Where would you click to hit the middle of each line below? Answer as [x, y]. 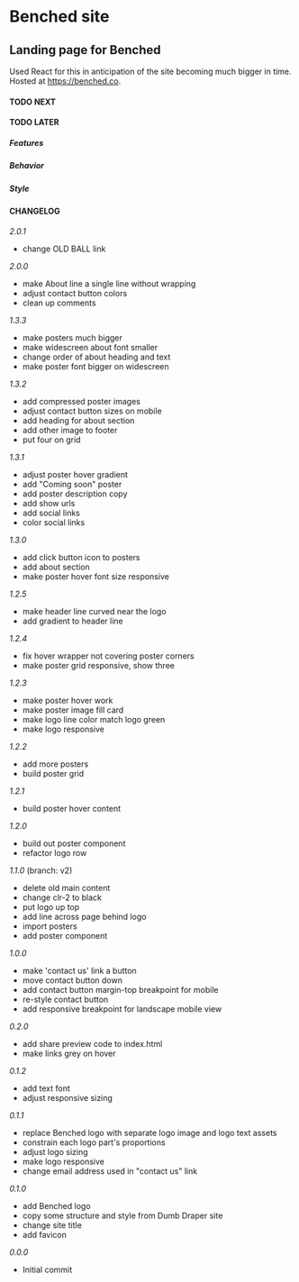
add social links [51, 513]
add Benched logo [57, 1205]
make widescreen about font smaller [90, 347]
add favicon [45, 1234]
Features [27, 142]
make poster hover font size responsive [95, 576]
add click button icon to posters [82, 557]
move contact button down [72, 980]
